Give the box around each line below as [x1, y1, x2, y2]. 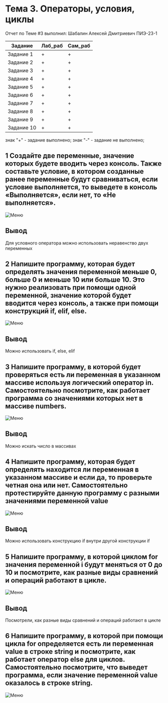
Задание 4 [8, 75, 34, 82]
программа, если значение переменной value [5, 671, 158, 679]
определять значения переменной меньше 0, [5, 267, 157, 276]
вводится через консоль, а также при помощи [5, 299, 159, 307]
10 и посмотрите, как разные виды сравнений [5, 568, 158, 576]
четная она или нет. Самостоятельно [5, 481, 128, 490]
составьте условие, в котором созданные [5, 167, 144, 176]
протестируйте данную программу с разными [5, 489, 159, 498]
